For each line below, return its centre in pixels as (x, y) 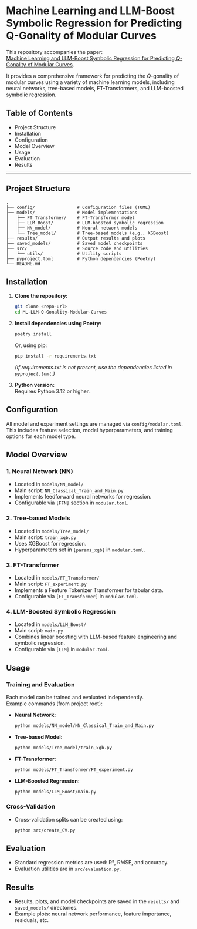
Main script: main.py (39, 631)
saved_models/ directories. (46, 908)
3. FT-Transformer (33, 565)
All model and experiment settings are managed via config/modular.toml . (94, 423)
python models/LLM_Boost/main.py (55, 792)
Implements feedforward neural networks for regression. (83, 497)
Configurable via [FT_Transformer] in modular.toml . (77, 596)
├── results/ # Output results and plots (76, 238)
